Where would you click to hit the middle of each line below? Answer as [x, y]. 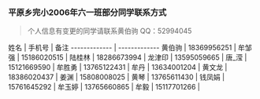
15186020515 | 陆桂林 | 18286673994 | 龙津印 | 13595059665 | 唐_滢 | [134, 57]
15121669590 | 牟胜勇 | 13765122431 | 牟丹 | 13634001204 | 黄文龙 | [118, 68]
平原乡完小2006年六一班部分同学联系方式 [87, 12]
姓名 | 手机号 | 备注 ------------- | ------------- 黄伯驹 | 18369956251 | [122, 48]
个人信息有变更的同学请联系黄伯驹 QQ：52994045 [110, 31]
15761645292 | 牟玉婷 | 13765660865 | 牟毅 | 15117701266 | [104, 87]
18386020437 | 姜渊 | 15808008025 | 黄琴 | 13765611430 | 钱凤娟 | [117, 77]
